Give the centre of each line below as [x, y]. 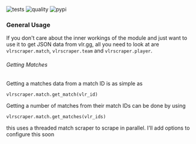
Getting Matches [27, 64]
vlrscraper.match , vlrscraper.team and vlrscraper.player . [79, 51]
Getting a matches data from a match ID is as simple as [75, 83]
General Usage [28, 25]
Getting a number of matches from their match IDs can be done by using [96, 105]
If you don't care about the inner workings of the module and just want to [97, 38]
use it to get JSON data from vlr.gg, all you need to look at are [83, 45]
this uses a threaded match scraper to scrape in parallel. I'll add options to [98, 128]
